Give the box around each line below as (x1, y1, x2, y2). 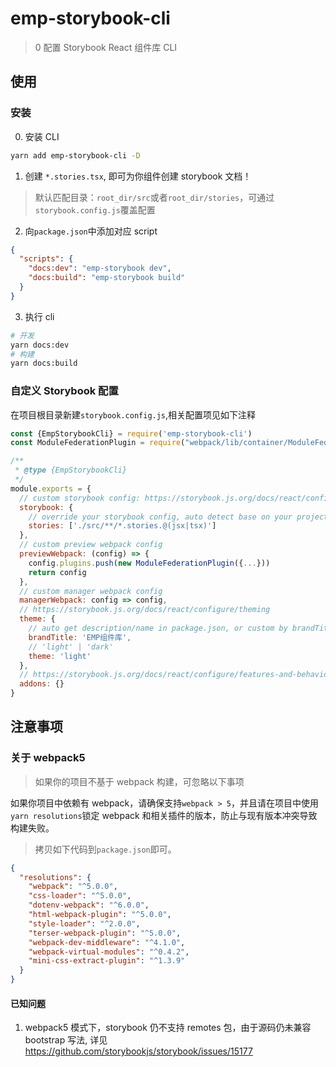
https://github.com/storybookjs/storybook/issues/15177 (24, 1045, 253, 1057)
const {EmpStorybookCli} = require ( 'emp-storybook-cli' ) (10, 428, 253, 439)
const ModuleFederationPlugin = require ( (10, 438, 186, 448)
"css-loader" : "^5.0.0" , (28, 891, 132, 901)
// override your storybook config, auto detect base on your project (28, 512, 329, 522)
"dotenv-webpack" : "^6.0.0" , (28, 900, 150, 911)
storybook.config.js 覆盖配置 (34, 203, 156, 216)
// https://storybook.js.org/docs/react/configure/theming (19, 605, 271, 615)
